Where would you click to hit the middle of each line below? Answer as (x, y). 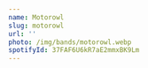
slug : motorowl (36, 26)
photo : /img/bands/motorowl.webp (70, 42)
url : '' (23, 34)
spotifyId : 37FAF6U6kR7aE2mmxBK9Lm (74, 50)
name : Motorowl (36, 17)
